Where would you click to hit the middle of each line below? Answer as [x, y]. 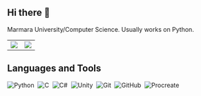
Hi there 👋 [29, 13]
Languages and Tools [54, 69]
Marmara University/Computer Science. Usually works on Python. [101, 29]
